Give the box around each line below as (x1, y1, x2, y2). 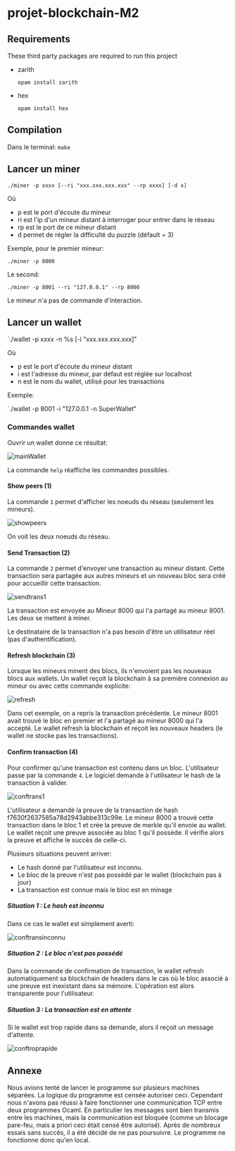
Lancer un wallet (7, 316, 82, 328)
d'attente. (7, 1030, 35, 1039)
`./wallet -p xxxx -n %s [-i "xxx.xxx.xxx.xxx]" (7, 335, 137, 343)
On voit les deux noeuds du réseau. (7, 532, 110, 541)
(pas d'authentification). (7, 635, 77, 644)
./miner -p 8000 (7, 257, 55, 265)
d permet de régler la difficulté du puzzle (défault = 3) (17, 230, 174, 239)
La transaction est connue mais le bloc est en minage (17, 885, 172, 894)
